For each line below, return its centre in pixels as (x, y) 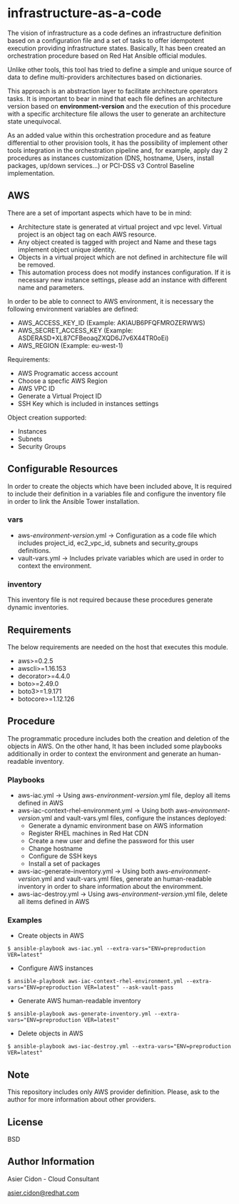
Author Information (51, 1161)
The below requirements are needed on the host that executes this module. (118, 647)
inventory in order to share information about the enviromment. (110, 887)
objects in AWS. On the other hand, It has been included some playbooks (115, 746)
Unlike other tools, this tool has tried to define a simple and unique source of (119, 69)
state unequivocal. (35, 121)
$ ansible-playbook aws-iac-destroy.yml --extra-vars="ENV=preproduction (119, 1047)
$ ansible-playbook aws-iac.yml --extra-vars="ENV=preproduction (106, 949)
